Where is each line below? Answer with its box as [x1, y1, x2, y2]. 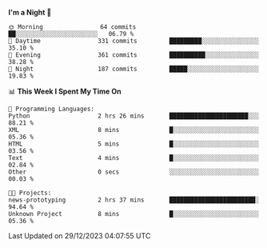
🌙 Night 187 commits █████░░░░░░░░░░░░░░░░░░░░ [8, 65, 260, 73]
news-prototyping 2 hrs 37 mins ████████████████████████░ [8, 196, 260, 204]
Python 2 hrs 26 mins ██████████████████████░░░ [8, 112, 260, 120]
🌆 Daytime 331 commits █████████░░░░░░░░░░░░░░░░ [8, 37, 260, 45]
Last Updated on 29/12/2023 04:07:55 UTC [8, 231, 151, 240]
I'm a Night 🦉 [8, 8, 52, 17]
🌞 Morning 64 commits [8, 23, 137, 31]
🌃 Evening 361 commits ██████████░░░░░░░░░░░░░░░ [8, 51, 260, 59]
